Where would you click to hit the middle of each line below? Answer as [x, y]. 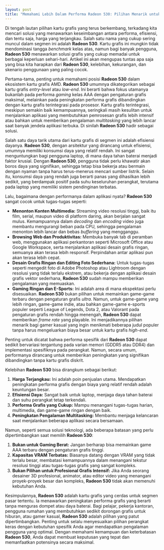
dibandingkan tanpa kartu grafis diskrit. [45, 360]
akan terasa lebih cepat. [36, 257]
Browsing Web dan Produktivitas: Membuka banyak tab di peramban [82, 236]
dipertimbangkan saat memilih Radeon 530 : [49, 435]
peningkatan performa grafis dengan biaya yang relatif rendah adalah [82, 384]
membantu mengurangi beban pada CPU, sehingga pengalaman [77, 226]
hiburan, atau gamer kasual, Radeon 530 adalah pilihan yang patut [72, 516]
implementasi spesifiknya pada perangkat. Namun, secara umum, [71, 350]
